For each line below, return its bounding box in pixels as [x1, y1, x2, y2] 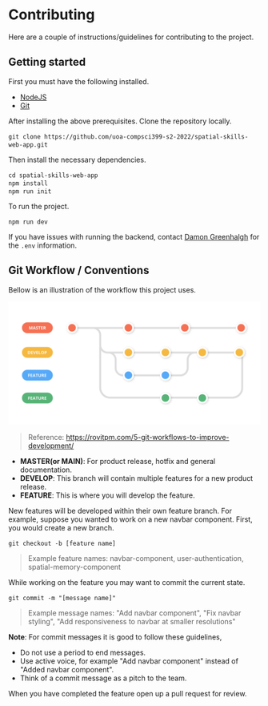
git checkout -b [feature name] [8, 539, 116, 547]
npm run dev [8, 218, 48, 226]
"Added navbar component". [19, 664, 114, 674]
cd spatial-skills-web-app [8, 171, 98, 180]
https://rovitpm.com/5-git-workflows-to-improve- [66, 432, 230, 442]
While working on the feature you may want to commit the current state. [8, 577, 246, 587]
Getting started [8, 55, 86, 69]
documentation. [19, 465, 72, 474]
